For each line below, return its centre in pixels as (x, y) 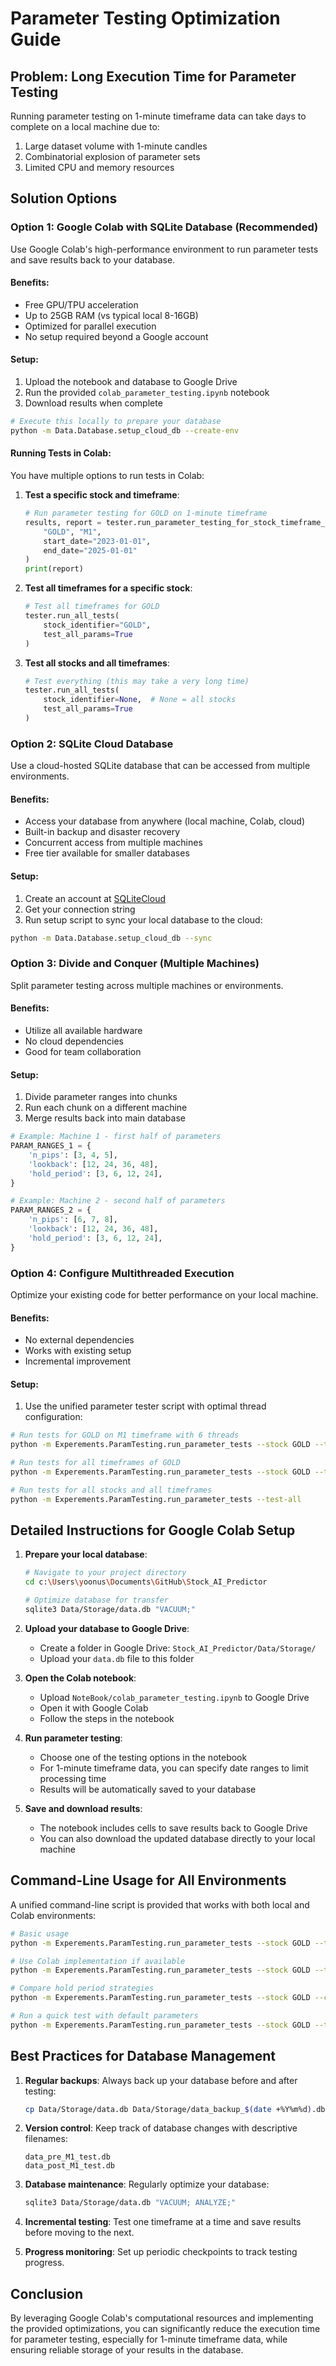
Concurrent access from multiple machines (113, 843)
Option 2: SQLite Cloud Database (92, 744)
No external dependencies (79, 1340)
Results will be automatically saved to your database (148, 1789)
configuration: (53, 1417)
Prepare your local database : (86, 1554)
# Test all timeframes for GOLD (92, 607)
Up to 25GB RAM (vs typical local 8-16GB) (111, 315)
